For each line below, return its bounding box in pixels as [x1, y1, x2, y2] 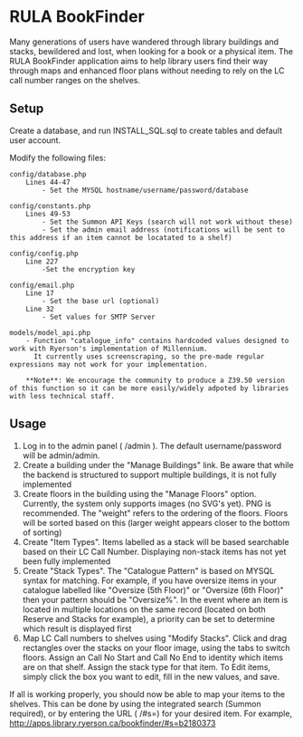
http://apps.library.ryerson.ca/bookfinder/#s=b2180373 [9, 717, 216, 728]
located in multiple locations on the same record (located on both [22, 604, 266, 615]
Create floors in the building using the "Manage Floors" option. [22, 488, 257, 499]
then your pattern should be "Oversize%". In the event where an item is [22, 594, 289, 605]
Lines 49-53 [25, 209, 71, 218]
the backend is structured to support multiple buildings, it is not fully [22, 469, 278, 480]
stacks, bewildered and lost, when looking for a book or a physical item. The [9, 45, 294, 56]
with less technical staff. [9, 391, 116, 400]
